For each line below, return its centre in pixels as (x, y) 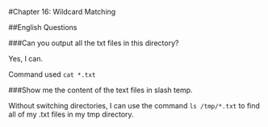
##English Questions (43, 27)
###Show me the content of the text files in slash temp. (100, 90)
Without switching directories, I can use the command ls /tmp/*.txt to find (134, 106)
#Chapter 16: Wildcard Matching (62, 12)
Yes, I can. (25, 59)
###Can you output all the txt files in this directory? (94, 43)
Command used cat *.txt (52, 74)
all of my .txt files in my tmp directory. (71, 114)
